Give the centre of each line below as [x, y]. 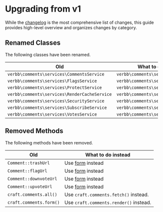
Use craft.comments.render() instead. [108, 202]
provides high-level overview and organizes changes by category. [71, 27]
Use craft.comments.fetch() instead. [106, 194]
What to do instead [108, 155]
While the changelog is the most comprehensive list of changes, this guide [80, 22]
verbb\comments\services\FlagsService [52, 81]
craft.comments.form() [33, 202]
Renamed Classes [33, 43]
